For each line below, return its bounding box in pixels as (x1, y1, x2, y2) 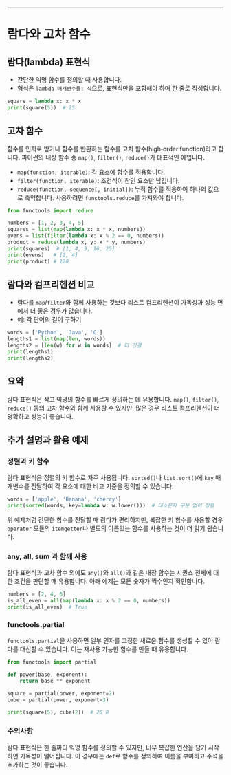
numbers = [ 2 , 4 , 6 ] (7, 591, 67, 598)
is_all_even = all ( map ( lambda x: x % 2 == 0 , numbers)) (7, 598, 170, 604)
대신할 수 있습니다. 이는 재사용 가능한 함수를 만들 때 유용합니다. (19, 645, 188, 653)
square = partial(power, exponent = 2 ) (7, 690, 115, 697)
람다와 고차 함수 (7, 27, 91, 42)
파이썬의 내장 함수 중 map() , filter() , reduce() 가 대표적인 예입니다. (21, 153, 205, 162)
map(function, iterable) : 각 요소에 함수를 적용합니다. (16, 168, 165, 176)
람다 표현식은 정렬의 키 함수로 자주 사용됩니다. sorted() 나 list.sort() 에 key (7, 474, 214, 482)
